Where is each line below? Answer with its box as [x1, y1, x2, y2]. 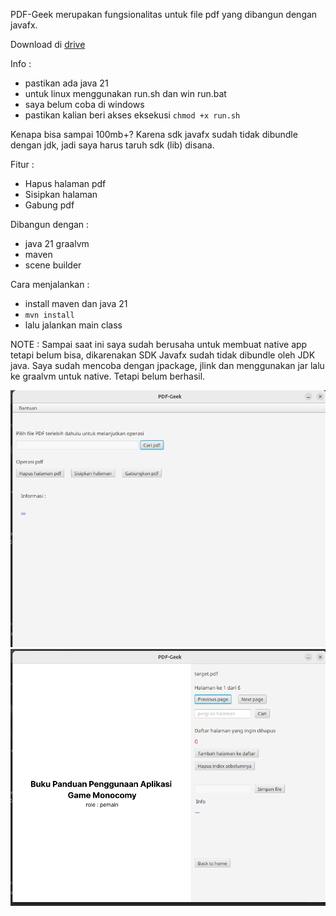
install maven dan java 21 [24, 298, 128, 309]
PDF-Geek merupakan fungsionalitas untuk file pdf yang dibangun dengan [10, 9, 318, 20]
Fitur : [10, 159, 35, 170]
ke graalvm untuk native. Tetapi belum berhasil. [10, 370, 206, 382]
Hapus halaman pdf [24, 178, 107, 189]
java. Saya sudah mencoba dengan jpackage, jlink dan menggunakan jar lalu [10, 360, 325, 371]
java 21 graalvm [24, 238, 90, 249]
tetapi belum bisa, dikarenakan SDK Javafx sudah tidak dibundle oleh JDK [10, 349, 316, 361]
